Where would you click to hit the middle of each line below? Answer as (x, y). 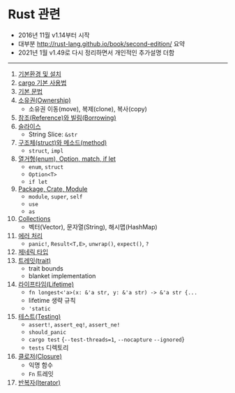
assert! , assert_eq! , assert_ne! (74, 324)
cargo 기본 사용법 (42, 83)
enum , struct (46, 166)
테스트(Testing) (39, 316)
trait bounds (46, 268)
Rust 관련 (34, 14)
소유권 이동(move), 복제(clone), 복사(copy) (88, 108)
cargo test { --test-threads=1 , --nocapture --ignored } (106, 339)
